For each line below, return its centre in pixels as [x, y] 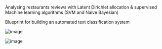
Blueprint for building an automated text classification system [67, 22]
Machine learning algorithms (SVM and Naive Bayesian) [62, 12]
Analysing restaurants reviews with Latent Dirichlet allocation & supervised [81, 7]
